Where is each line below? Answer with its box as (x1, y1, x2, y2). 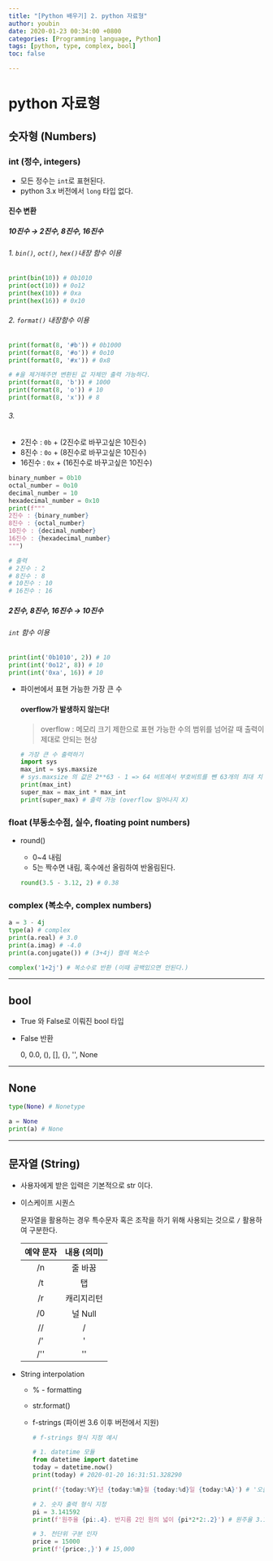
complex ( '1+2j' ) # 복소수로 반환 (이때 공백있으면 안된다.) (8, 964, 189, 972)
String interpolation (19, 1369, 85, 1379)
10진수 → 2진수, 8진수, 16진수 (8, 226, 104, 236)
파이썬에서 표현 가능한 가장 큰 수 (19, 684, 123, 694)
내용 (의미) (64, 1246, 104, 1257)
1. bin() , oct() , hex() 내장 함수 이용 (8, 248, 122, 258)
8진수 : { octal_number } (8, 519, 85, 527)
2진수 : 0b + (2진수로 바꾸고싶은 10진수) (19, 437, 147, 448)
